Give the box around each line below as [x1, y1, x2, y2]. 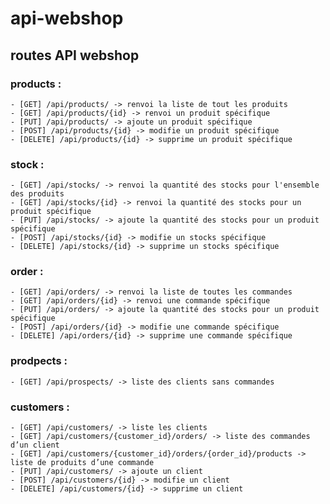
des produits [10, 189, 65, 199]
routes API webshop [10, 47, 140, 64]
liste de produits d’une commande [10, 458, 155, 468]
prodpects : [10, 354, 68, 368]
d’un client [10, 440, 60, 451]
